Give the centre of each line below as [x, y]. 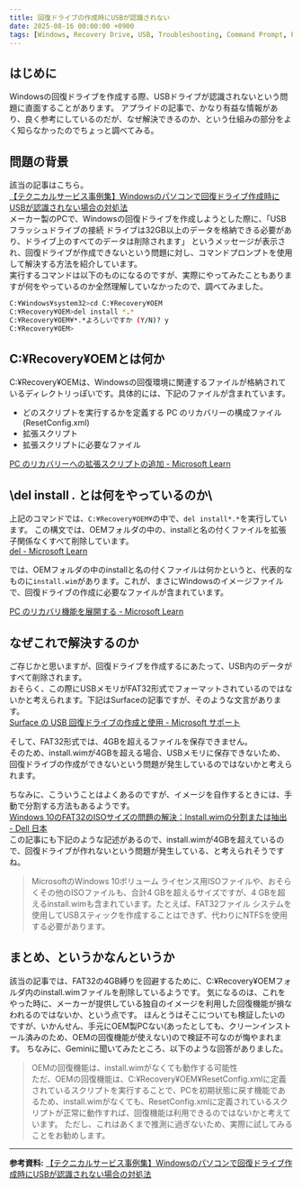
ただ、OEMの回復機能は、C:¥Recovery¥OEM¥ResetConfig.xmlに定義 [159, 1079]
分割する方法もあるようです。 [80, 805]
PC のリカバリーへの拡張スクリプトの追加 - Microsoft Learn [120, 464]
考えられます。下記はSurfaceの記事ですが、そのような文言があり [153, 699]
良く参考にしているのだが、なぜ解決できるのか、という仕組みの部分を [155, 119]
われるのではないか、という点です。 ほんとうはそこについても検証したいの [147, 1014]
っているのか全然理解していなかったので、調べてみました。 [158, 286]
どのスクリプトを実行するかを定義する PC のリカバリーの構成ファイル [152, 413]
